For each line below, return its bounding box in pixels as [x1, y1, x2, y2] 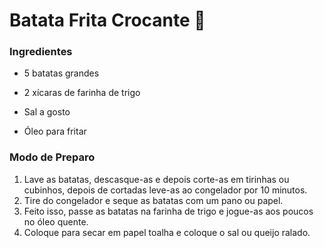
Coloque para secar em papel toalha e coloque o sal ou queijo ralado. [23, 226, 311, 238]
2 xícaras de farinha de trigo [23, 87, 141, 99]
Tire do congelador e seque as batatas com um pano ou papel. [23, 194, 284, 206]
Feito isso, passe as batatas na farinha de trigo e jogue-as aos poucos [23, 205, 314, 217]
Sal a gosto [23, 106, 71, 118]
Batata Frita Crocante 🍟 [9, 9, 206, 32]
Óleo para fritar [23, 125, 87, 138]
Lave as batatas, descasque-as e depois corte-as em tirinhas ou [23, 173, 290, 185]
